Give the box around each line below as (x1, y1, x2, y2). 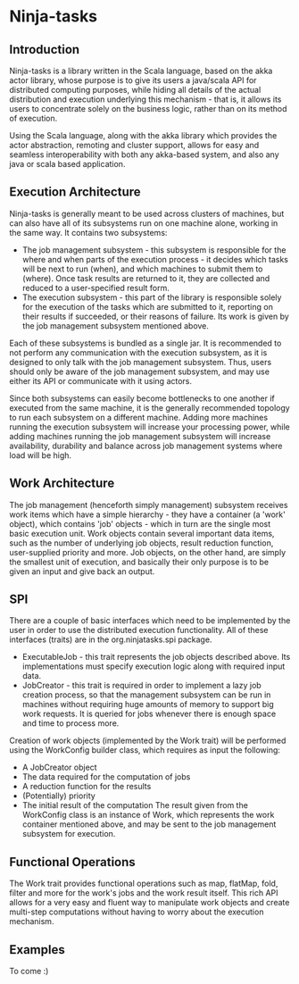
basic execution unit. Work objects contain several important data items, (9, 528, 275, 538)
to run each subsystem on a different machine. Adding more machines (9, 412, 269, 422)
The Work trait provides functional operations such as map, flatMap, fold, (9, 878, 278, 889)
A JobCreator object (21, 762, 97, 773)
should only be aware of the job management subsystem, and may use (9, 366, 270, 377)
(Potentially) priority (21, 790, 96, 801)
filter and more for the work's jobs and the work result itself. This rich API (9, 888, 278, 898)
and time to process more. (21, 718, 120, 729)
